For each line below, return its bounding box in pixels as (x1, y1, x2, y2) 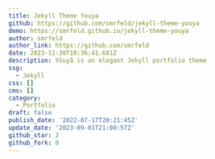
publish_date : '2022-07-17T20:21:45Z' (8, 116, 139, 124)
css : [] (8, 79, 35, 87)
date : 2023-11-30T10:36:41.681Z (8, 49, 117, 57)
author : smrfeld (8, 34, 63, 43)
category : (8, 94, 42, 102)
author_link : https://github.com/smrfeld (8, 42, 150, 50)
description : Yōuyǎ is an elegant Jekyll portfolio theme (8, 57, 207, 65)
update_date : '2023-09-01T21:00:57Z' (8, 124, 135, 132)
